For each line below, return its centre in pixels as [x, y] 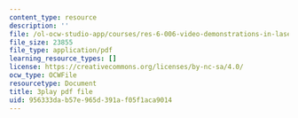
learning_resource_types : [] [63, 59]
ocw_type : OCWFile [43, 75]
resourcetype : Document [53, 83]
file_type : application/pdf [61, 51]
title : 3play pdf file [51, 91]
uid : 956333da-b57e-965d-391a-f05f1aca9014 [91, 100]
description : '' [39, 26]
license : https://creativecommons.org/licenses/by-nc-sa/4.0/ [126, 67]
